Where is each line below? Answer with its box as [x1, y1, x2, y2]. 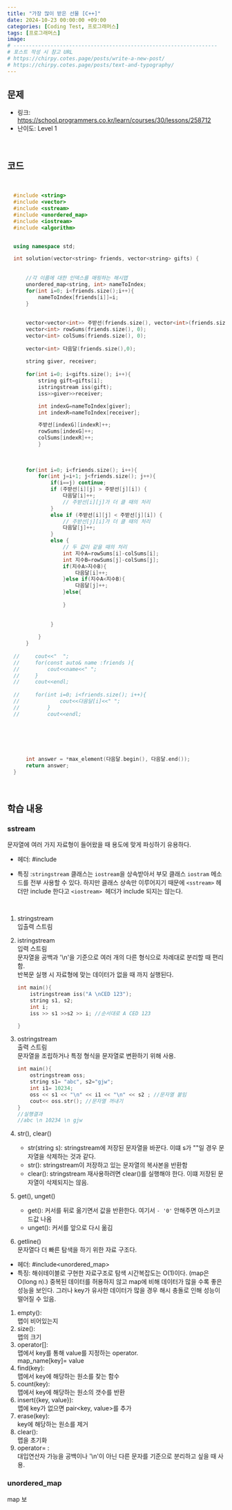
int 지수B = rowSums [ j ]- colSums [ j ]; [62, 556, 159, 563]
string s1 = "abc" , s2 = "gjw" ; [30, 1079, 114, 1086]
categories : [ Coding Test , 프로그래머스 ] [7, 23, 119, 30]
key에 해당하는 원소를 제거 [17, 1420, 88, 1428]
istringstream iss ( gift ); [37, 384, 113, 390]
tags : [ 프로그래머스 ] [7, 29, 61, 37]
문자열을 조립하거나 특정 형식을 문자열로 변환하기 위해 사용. [17, 1052, 176, 1060]
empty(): [17, 1309, 42, 1317]
